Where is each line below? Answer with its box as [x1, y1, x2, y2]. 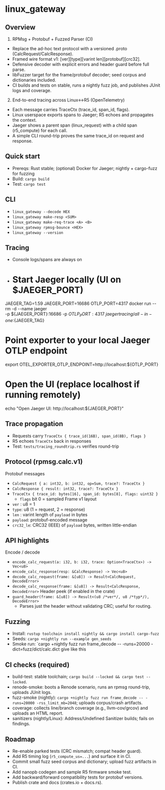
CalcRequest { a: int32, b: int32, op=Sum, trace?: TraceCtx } [12, 481, 145, 486]
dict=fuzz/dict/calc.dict [12, 646, 60, 652]
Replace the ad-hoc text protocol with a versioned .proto [12, 46, 127, 51]
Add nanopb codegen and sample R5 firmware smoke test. [12, 769, 132, 775]
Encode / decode [5, 549, 40, 555]
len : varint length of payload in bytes [12, 511, 88, 518]
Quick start [5, 152, 40, 161]
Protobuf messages [5, 470, 45, 476]
